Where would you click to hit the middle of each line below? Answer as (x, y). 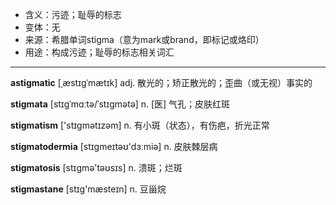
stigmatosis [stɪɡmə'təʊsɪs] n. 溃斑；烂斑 (96, 167)
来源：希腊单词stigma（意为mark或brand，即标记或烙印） (144, 39)
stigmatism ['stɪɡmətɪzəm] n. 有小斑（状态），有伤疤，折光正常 (140, 125)
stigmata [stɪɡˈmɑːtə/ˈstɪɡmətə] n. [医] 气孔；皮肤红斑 (120, 104)
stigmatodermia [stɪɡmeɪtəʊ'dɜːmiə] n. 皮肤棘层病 (114, 146)
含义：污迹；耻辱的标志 (73, 14)
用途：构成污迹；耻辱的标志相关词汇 (99, 52)
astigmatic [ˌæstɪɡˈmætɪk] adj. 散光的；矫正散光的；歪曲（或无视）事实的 (161, 82)
